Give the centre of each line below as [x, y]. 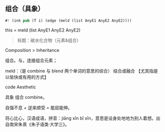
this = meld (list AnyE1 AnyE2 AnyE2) [43, 30]
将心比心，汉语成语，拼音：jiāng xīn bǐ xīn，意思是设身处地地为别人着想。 [81, 118]
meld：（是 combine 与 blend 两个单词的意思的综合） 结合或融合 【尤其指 [80, 71]
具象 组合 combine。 [26, 97]
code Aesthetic [21, 87]
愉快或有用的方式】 [29, 77]
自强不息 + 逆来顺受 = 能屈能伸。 [39, 107]
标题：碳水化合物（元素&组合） [49, 40]
